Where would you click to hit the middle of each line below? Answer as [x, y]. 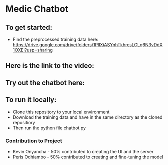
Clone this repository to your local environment [61, 112]
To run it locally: [31, 100]
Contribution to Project [34, 141]
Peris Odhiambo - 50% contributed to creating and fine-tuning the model [88, 157]
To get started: [29, 28]
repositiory [24, 122]
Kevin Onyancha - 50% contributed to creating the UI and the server [83, 151]
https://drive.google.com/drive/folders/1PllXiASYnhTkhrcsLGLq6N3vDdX [88, 45]
